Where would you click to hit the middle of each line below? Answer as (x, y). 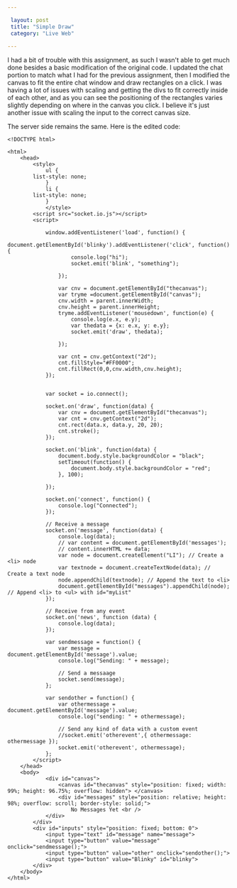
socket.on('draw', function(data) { (99, 406)
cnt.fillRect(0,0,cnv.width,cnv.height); (120, 370)
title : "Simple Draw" (42, 27)
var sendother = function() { (90, 698)
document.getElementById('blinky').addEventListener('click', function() (119, 245)
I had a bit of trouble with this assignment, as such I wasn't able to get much (119, 60)
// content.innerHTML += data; (104, 549)
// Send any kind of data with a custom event (128, 729)
